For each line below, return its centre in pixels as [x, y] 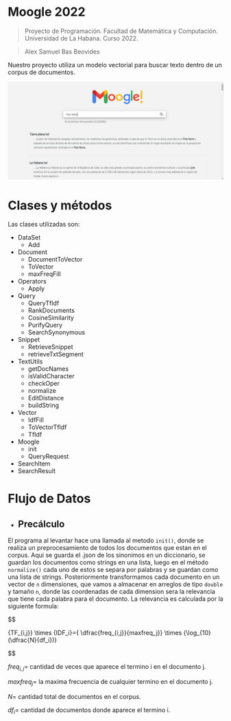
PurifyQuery [45, 325]
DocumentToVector [55, 260]
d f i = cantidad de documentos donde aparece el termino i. [89, 710]
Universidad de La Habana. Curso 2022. [81, 38]
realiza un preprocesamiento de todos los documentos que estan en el [108, 548]
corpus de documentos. [41, 72]
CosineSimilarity [51, 318]
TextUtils [30, 362]
